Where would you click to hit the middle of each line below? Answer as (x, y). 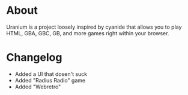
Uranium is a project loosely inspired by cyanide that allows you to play (94, 27)
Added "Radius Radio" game (50, 80)
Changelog (34, 58)
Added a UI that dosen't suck (51, 74)
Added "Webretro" (38, 87)
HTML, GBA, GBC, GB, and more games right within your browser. (88, 33)
